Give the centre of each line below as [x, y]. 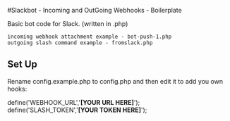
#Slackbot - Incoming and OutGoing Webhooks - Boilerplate [95, 10]
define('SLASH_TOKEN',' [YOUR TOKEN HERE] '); [77, 110]
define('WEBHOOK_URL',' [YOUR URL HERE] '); [74, 102]
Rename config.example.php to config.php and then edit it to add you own [115, 81]
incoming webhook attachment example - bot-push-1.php [90, 37]
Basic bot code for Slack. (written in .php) [68, 24]
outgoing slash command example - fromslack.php [80, 43]
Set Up [22, 64]
